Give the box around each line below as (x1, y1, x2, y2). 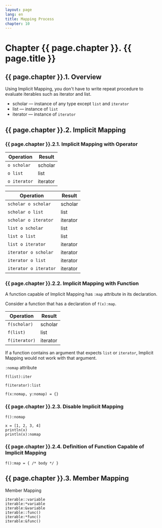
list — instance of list (12, 106, 58, 112)
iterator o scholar (7, 249, 54, 255)
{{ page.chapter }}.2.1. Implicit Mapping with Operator (5, 140, 138, 147)
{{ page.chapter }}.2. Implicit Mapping (5, 126, 126, 134)
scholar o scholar (7, 201, 51, 206)
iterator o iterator (7, 265, 56, 271)
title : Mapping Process (5, 16, 54, 21)
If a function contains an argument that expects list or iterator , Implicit (5, 350, 154, 356)
